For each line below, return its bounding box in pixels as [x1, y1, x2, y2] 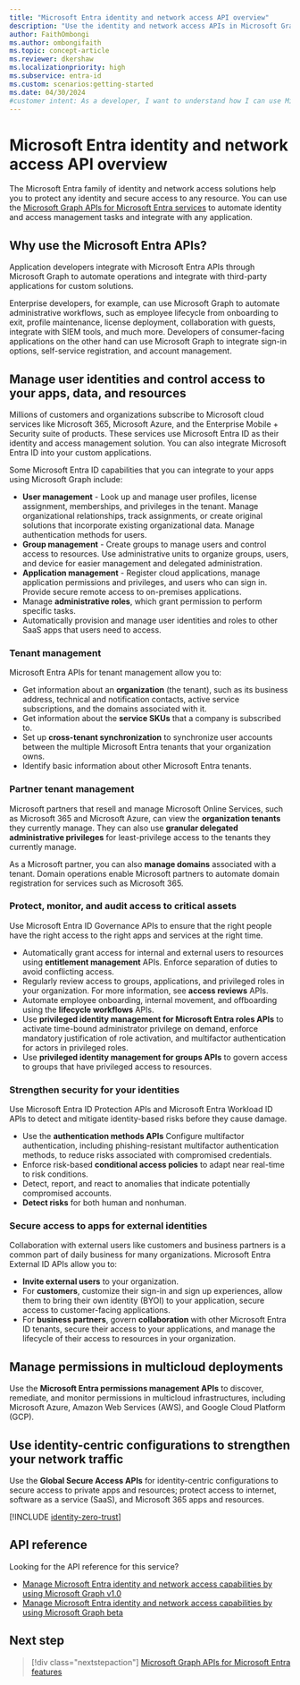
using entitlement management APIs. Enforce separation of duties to [21, 957, 279, 967]
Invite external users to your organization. [21, 1276, 179, 1287]
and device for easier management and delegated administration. [21, 557, 263, 568]
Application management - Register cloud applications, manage [21, 567, 261, 578]
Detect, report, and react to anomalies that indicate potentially [21, 1179, 251, 1189]
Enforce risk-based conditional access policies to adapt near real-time [21, 1160, 286, 1170]
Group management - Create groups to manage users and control [21, 539, 267, 549]
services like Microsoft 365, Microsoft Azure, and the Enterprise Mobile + [9, 418, 279, 430]
